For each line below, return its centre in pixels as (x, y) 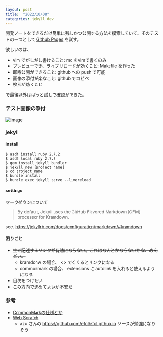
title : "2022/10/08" (27, 14)
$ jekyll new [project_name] (35, 167)
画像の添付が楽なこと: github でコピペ (51, 78)
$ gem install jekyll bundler (36, 163)
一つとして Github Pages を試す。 (48, 39)
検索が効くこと (27, 84)
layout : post (19, 10)
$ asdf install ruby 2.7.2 (33, 154)
